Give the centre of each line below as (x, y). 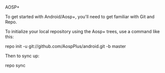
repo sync (15, 65)
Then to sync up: (22, 56)
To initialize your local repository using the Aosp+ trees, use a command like (82, 31)
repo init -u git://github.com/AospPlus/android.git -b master (66, 46)
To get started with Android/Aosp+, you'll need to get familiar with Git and (80, 17)
